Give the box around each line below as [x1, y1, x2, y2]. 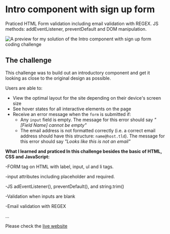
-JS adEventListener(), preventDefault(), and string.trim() [5, 183, 125, 190]
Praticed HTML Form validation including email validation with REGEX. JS [5, 20, 159, 27]
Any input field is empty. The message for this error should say [20, 116, 153, 123]
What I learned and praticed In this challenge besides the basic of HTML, [5, 148, 162, 154]
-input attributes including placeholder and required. [5, 173, 116, 179]
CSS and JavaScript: [5, 153, 50, 159]
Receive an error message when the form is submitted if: [12, 111, 131, 117]
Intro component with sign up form [5, 4, 155, 15]
